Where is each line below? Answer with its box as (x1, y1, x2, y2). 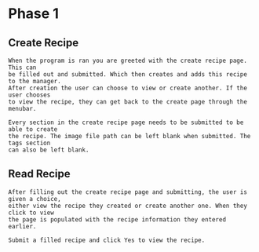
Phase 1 (8, 5, 59, 23)
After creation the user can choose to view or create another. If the (8, 84, 247, 92)
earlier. (8, 222, 37, 230)
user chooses (8, 91, 51, 99)
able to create (8, 126, 58, 133)
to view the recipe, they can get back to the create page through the (8, 98, 247, 106)
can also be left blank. (8, 146, 89, 154)
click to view (8, 209, 55, 217)
